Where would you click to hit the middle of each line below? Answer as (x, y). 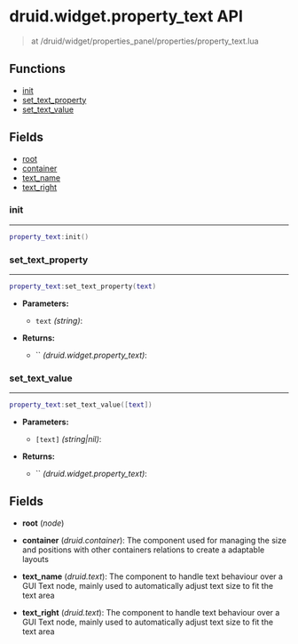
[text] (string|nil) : (68, 439)
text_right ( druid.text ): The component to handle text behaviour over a (151, 612)
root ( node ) (43, 523)
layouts (35, 559)
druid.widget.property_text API (126, 16)
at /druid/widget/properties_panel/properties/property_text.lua (145, 41)
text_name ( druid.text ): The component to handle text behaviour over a (153, 576)
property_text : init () (49, 237)
